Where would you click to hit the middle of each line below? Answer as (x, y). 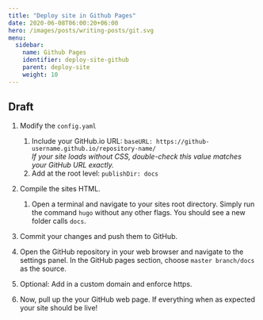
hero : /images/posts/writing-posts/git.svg (81, 30)
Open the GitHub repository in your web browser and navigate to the (131, 252)
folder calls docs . (59, 221)
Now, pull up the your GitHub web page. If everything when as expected (137, 299)
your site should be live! (59, 308)
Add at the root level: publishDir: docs (95, 173)
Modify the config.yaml (58, 126)
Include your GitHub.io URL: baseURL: (92, 141)
